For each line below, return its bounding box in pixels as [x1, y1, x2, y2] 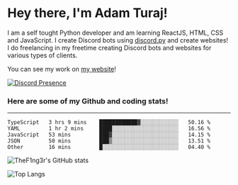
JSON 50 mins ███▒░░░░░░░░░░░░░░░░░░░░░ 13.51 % [7, 138, 211, 145]
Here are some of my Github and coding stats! [7, 96, 169, 106]
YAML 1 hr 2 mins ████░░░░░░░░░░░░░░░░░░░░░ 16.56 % [7, 125, 211, 133]
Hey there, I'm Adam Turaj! [7, 5, 168, 21]
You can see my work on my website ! [7, 65, 117, 73]
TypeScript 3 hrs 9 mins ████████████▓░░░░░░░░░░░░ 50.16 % [7, 119, 211, 126]
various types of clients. [7, 51, 78, 60]
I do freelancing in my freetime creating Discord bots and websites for [7, 43, 212, 52]
